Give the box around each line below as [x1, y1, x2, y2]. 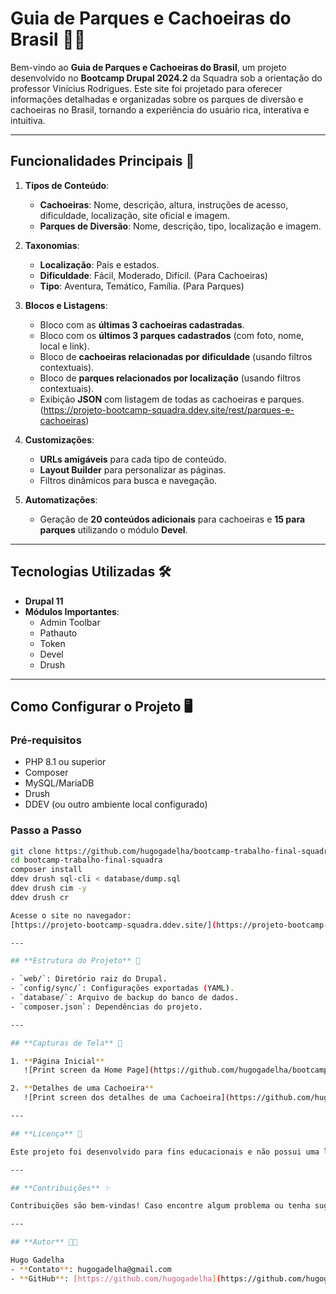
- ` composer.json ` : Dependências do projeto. [10, 1002, 203, 1012]
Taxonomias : [24, 239, 80, 251]
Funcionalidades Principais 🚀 [10, 153, 195, 170]
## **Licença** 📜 [10, 1128, 83, 1139]
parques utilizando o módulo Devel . [39, 523, 188, 536]
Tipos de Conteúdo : [24, 179, 110, 191]
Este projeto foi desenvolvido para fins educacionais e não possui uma [10, 1147, 320, 1157]
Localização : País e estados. [39, 258, 160, 271]
